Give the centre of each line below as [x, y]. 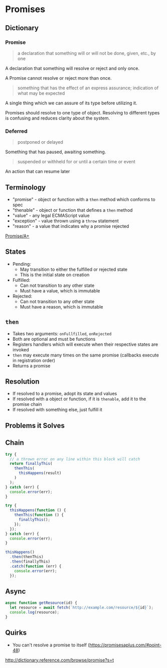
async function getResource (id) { [41, 603]
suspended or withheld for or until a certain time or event [76, 162]
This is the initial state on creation [55, 275]
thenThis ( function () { [39, 515]
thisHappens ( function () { [38, 510]
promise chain [27, 404]
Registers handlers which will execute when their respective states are [85, 344]
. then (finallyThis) [30, 562]
